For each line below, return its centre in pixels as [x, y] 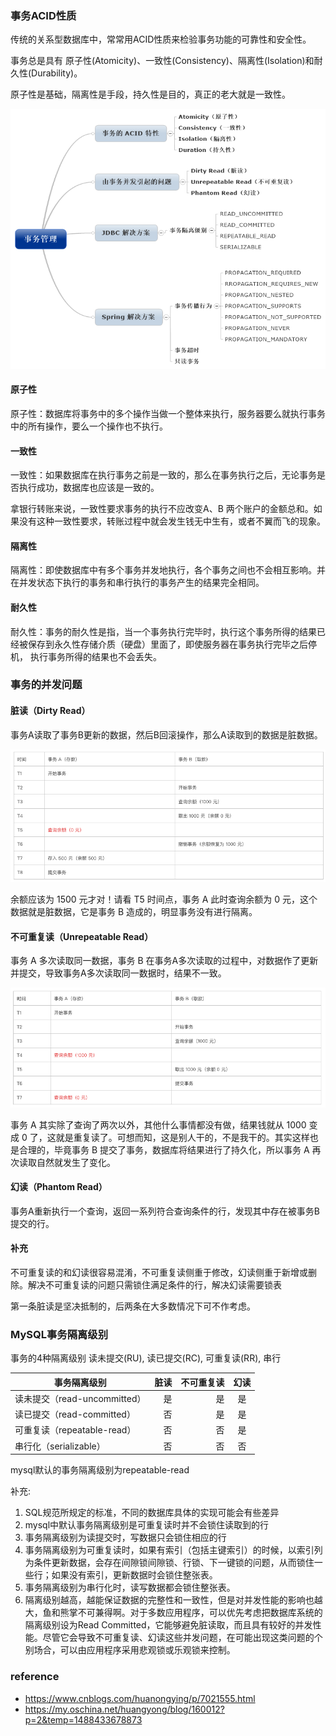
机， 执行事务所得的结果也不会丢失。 [86, 656]
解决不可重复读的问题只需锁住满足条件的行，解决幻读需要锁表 [154, 1284]
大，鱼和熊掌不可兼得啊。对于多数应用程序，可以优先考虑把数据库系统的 [173, 1613]
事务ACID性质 [43, 15]
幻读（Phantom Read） [59, 1187]
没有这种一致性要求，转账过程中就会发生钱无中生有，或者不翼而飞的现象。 [172, 521]
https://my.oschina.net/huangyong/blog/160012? [124, 1709]
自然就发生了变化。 [76, 1162]
